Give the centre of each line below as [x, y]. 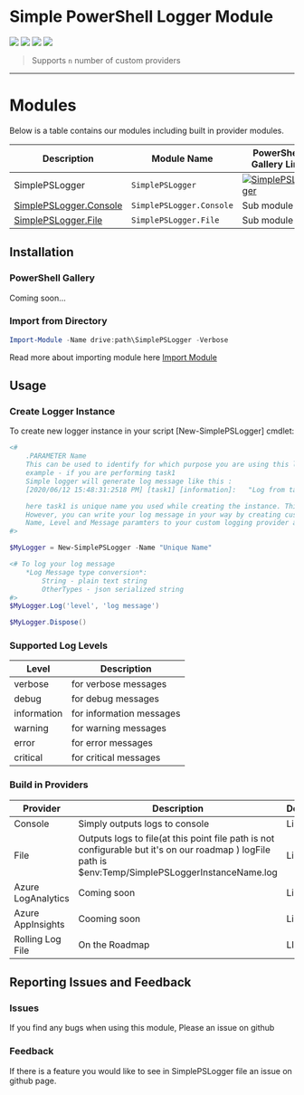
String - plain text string [95, 581]
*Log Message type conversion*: [86, 572]
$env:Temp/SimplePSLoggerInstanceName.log [178, 872]
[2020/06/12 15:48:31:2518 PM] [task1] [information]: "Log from [155, 490]
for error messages [112, 743]
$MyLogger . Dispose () [48, 623]
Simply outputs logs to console [144, 824]
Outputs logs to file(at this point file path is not [176, 838]
